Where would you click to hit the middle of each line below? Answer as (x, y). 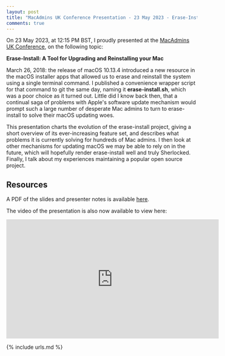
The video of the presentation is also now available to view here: (87, 211)
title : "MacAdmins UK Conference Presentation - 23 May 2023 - (88, 18)
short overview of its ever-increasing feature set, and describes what (92, 133)
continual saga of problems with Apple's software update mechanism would (101, 102)
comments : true (25, 23)
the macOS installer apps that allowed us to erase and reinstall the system (99, 77)
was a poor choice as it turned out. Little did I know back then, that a (92, 96)
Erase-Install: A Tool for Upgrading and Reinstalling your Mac (85, 59)
